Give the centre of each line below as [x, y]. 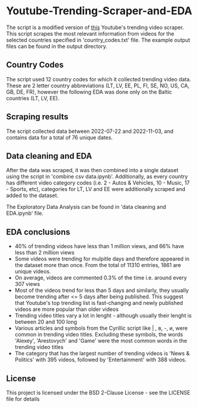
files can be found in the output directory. [57, 46]
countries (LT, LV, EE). [33, 98]
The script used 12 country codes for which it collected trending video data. [99, 79]
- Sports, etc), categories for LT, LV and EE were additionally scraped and [96, 189]
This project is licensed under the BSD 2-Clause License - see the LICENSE [98, 392]
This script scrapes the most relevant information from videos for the [90, 33]
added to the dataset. [32, 195]
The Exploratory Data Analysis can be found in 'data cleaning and [86, 207]
